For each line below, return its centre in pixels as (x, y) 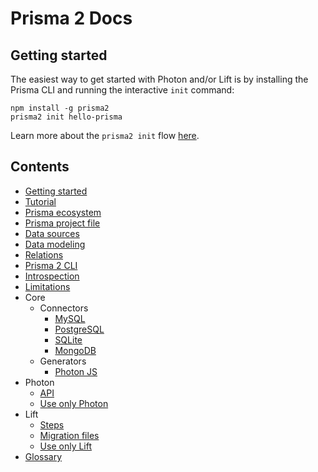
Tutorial (40, 201)
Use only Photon (74, 403)
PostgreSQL (79, 329)
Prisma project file (62, 223)
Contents (40, 167)
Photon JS (76, 371)
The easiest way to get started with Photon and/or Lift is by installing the (159, 79)
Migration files (69, 435)
